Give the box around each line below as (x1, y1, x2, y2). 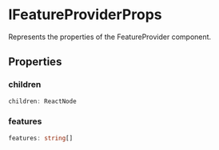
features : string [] (8, 134, 74, 142)
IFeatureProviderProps (8, 6, 162, 24)
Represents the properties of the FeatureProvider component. (8, 32, 212, 41)
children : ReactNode (8, 97, 78, 105)
